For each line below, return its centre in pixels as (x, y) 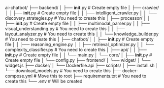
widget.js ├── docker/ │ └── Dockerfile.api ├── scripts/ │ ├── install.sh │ (82, 65)
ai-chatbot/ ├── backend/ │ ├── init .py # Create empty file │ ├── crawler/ (82, 8)
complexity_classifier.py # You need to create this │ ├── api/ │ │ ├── (76, 50)
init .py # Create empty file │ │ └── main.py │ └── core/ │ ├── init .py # (79, 55)
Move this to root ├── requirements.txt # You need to (92, 76)
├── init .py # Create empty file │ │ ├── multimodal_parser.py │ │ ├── (78, 23)
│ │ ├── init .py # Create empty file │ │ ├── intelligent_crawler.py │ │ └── (81, 13)
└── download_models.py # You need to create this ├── (63, 71)
